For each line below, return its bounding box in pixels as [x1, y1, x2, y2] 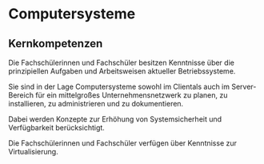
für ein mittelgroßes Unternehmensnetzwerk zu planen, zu [35, 90, 228, 100]
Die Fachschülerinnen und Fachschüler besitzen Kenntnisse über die [8, 58, 234, 67]
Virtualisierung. [8, 147, 58, 156]
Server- [231, 82, 257, 91]
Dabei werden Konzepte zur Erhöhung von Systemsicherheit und [8, 114, 222, 124]
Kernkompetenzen [8, 37, 103, 50]
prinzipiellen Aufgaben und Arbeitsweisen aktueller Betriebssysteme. [8, 66, 236, 76]
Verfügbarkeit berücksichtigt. [8, 123, 106, 132]
